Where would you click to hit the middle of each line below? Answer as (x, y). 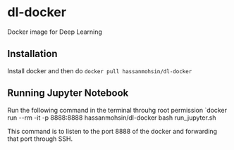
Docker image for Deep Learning (55, 32)
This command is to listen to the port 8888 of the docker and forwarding (112, 131)
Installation (32, 54)
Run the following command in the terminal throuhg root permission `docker (117, 110)
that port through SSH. (40, 139)
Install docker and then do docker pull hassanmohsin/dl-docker (100, 70)
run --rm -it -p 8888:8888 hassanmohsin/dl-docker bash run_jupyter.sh (112, 118)
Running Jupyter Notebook (68, 93)
